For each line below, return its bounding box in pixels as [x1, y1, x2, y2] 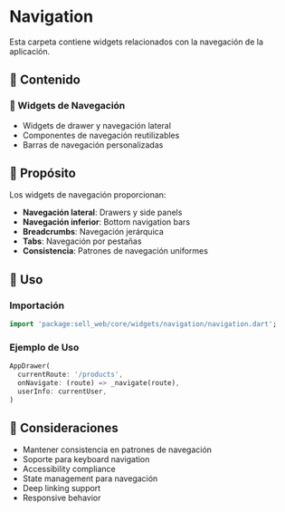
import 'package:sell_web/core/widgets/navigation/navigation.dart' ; [9, 320, 278, 329]
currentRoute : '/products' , [17, 370, 124, 380]
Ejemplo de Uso [9, 341, 80, 353]
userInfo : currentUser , [17, 387, 107, 396]
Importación [9, 299, 65, 312]
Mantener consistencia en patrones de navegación [22, 444, 213, 455]
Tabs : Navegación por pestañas [22, 236, 142, 246]
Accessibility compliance [22, 464, 116, 475]
